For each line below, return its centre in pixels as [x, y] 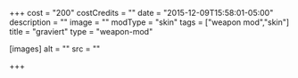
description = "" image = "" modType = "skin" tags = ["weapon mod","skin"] [149, 22]
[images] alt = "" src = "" [55, 49]
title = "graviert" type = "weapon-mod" [81, 31]
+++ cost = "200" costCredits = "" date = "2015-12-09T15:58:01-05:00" [141, 13]
